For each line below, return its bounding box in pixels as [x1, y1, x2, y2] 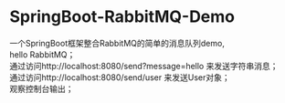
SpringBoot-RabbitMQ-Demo [9, 6, 236, 27]
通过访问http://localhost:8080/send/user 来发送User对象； [9, 71, 230, 83]
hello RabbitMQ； [9, 48, 76, 60]
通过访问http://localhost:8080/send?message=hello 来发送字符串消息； [9, 60, 279, 71]
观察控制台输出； [9, 83, 74, 94]
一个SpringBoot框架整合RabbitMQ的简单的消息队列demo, [9, 37, 226, 48]
